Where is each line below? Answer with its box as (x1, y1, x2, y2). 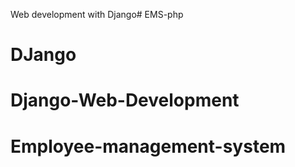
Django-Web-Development (10, 89, 240, 112)
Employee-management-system (10, 135, 287, 158)
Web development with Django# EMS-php (10, 9, 184, 20)
